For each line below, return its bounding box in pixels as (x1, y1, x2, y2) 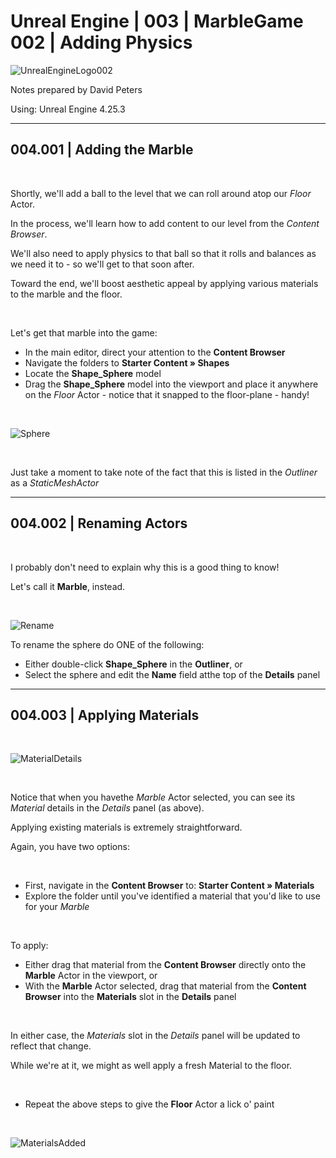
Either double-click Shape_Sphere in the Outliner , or (24, 658, 243, 670)
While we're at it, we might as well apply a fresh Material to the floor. (10, 1060, 293, 1072)
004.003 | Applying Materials (10, 706, 200, 724)
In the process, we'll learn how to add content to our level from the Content (10, 217, 320, 229)
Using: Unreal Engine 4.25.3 (10, 103, 126, 115)
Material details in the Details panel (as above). (10, 802, 205, 814)
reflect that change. (10, 1040, 92, 1052)
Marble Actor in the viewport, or (24, 970, 158, 982)
